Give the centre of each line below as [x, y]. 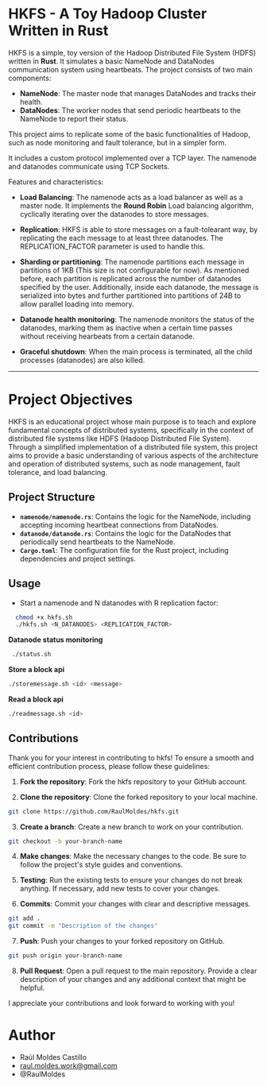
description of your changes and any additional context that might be [133, 980]
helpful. [32, 988]
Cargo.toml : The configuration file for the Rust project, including [124, 550]
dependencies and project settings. [78, 558]
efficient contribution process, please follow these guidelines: [109, 766]
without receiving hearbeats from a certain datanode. [107, 336]
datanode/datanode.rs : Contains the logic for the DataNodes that [126, 533]
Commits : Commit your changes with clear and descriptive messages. [135, 904]
